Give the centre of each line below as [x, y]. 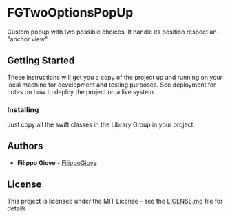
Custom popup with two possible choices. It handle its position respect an [112, 32]
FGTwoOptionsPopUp [70, 13]
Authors [25, 146]
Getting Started [41, 61]
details [17, 208]
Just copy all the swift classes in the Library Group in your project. [101, 124]
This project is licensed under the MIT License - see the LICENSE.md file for [115, 201]
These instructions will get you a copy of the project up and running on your [115, 77]
